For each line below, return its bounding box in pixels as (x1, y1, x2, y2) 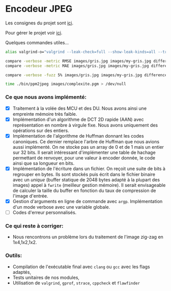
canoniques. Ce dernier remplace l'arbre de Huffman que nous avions (12, 138, 159, 145)
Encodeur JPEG (5, 3, 73, 15)
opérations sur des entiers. (12, 127, 70, 134)
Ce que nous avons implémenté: (5, 93, 87, 101)
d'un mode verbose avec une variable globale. (12, 204, 110, 210)
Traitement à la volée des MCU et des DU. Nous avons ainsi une (12, 105, 147, 111)
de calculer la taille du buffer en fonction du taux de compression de (12, 187, 156, 193)
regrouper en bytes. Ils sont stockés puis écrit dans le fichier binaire (12, 171, 155, 177)
